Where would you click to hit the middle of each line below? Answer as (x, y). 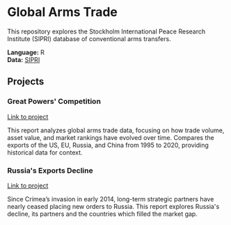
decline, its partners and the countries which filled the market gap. (103, 214)
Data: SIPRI (24, 59)
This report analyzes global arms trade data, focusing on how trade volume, (116, 130)
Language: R (26, 52)
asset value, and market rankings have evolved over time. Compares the (111, 137)
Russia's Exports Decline (50, 170)
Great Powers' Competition (54, 102)
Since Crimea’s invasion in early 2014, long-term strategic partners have (111, 199)
